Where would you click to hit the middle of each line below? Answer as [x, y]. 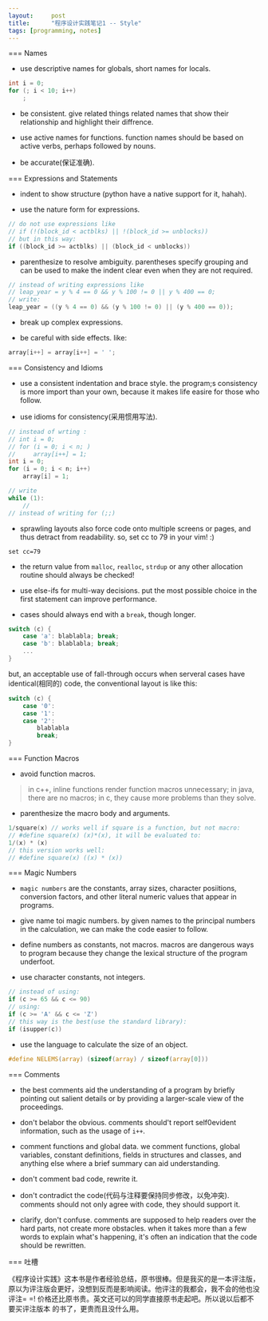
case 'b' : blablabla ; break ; [71, 644]
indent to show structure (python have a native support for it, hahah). [133, 194]
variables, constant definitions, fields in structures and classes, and [130, 1155]
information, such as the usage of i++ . [83, 1131]
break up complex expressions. [71, 322]
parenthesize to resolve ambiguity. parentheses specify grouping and [134, 261]
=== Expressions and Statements [63, 178]
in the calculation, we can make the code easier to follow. [114, 929]
